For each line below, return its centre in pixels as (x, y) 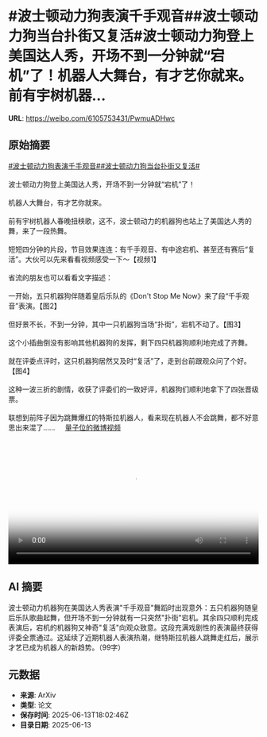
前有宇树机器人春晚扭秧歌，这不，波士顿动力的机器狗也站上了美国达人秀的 (130, 221)
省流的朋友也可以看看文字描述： (60, 277)
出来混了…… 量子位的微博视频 (68, 427)
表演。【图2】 (40, 306)
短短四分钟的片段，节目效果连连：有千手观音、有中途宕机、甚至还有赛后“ (128, 249)
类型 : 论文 (36, 705)
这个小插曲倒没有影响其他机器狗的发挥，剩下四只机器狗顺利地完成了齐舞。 (130, 342)
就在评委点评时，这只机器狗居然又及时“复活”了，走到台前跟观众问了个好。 (130, 361)
